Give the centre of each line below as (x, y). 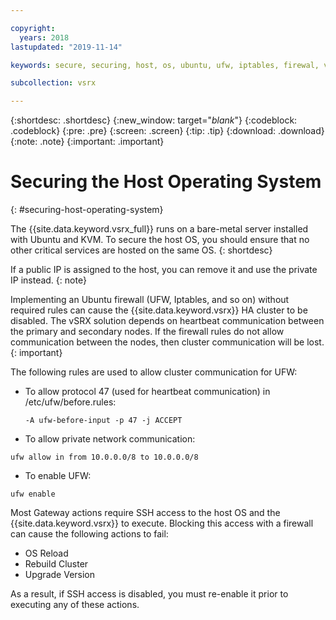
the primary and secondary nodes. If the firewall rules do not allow (147, 332)
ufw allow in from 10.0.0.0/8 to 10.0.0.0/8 (104, 457)
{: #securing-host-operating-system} (87, 210)
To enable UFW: (58, 476)
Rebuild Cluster (56, 564)
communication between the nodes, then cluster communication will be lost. (167, 342)
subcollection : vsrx (53, 83)
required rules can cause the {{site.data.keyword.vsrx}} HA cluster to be (159, 310)
